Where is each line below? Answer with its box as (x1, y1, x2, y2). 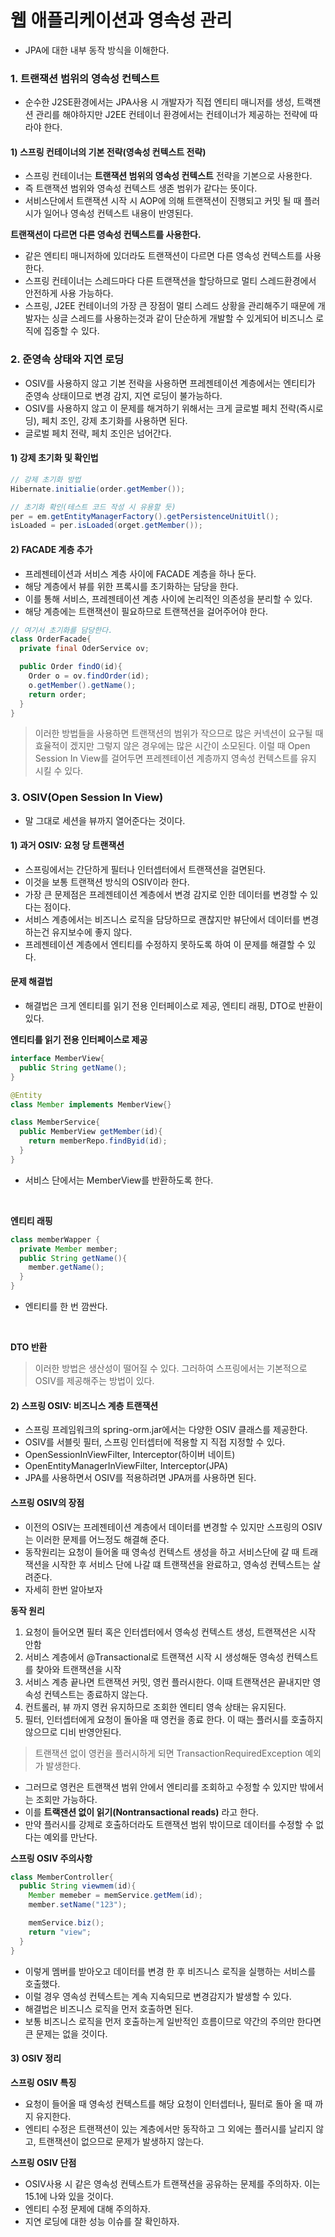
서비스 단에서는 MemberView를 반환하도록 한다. (24, 1174, 214, 1186)
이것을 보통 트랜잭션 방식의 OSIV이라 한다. (24, 876, 190, 888)
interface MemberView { (10, 1054, 105, 1064)
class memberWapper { (10, 1234, 101, 1245)
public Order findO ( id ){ (19, 662, 123, 672)
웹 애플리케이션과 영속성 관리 (10, 9, 233, 32)
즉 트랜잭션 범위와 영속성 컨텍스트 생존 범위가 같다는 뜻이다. (24, 182, 258, 195)
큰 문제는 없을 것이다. (24, 2027, 108, 2040)
